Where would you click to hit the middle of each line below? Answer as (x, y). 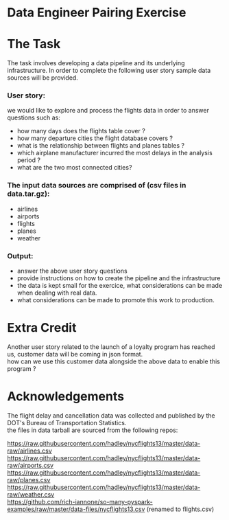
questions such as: (34, 117)
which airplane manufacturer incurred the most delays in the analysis (114, 153)
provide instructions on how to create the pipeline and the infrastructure (119, 278)
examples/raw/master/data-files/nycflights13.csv (76, 509)
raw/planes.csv (29, 479)
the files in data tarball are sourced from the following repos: (93, 430)
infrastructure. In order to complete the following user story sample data (109, 71)
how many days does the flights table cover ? (81, 131)
